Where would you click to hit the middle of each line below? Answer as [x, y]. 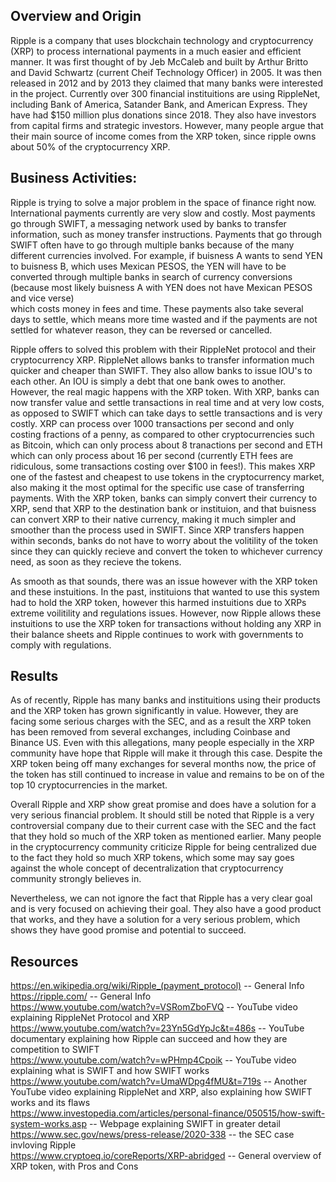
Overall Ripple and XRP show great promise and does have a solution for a [163, 805]
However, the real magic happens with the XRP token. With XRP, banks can [165, 391]
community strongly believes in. [76, 879]
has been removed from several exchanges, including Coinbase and [150, 732]
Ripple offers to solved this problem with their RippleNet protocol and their [163, 349]
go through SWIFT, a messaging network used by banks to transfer [148, 223]
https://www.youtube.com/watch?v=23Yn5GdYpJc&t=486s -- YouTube [157, 1028]
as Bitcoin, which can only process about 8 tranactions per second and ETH [166, 445]
